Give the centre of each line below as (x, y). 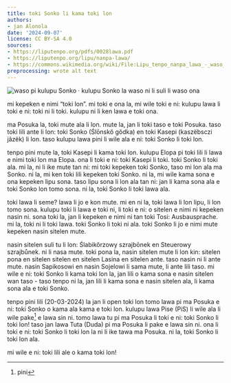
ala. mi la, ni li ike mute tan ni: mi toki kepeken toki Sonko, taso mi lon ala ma (115, 167)
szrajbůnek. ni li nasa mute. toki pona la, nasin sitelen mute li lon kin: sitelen (114, 252)
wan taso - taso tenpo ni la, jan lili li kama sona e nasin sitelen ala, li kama (111, 281)
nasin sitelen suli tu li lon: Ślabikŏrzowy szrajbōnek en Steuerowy (99, 244)
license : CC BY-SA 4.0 (40, 39)
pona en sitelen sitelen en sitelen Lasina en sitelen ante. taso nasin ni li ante (114, 259)
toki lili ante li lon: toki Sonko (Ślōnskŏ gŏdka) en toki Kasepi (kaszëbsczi (110, 132)
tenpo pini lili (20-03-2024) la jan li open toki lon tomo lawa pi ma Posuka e (113, 301)
